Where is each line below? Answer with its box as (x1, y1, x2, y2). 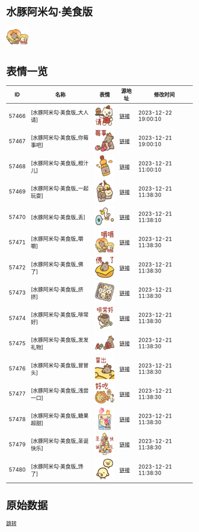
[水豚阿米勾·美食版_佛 (30, 260, 84, 267)
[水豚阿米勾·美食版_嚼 (30, 235, 84, 242)
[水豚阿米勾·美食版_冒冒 (30, 361, 89, 368)
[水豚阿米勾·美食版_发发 (30, 336, 89, 344)
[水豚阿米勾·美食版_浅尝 (30, 386, 89, 394)
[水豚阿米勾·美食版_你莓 (30, 134, 89, 141)
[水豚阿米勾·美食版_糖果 (30, 412, 89, 419)
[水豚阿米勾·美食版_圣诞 (30, 437, 89, 444)
